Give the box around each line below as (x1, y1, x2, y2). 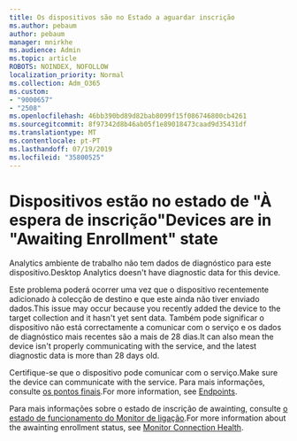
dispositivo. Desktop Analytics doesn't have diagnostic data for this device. (9, 267, 281, 278)
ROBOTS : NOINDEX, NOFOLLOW (9, 63, 109, 72)
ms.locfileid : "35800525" (9, 152, 104, 162)
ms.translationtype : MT (9, 128, 97, 137)
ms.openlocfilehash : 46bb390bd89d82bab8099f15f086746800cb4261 (9, 112, 247, 120)
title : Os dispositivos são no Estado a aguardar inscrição (9, 12, 236, 22)
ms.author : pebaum (9, 21, 77, 30)
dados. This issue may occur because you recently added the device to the (9, 303, 281, 314)
